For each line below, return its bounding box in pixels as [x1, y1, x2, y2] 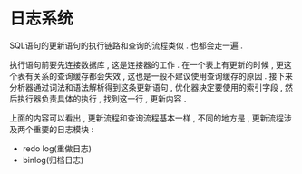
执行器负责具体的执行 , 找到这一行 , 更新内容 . [16, 92, 187, 104]
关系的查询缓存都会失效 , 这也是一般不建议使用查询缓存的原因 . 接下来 [33, 70, 293, 82]
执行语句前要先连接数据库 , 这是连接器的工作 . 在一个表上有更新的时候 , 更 [9, 59, 284, 70]
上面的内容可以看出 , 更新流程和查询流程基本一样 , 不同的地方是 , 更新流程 [9, 112, 284, 123]
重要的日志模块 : [33, 123, 93, 134]
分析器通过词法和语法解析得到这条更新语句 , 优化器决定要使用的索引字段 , [9, 82, 283, 92]
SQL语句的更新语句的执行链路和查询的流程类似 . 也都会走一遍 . [9, 40, 243, 51]
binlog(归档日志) [22, 154, 84, 165]
